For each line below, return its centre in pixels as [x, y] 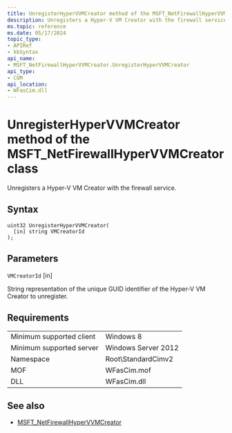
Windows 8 [124, 336]
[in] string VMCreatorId [49, 231]
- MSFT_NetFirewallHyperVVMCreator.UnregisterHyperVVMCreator [98, 65]
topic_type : [24, 39]
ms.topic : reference [37, 26]
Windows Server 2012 [142, 347]
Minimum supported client [53, 336]
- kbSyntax [23, 52]
